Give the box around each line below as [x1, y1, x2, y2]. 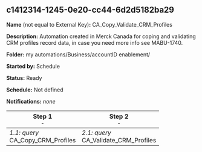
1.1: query [9, 128, 39, 137]
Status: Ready [6, 74, 42, 81]
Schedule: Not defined [6, 86, 64, 93]
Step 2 [109, 112, 129, 121]
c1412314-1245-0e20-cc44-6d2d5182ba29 [6, 5, 174, 15]
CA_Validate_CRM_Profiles [81, 136, 157, 144]
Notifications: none [6, 97, 56, 105]
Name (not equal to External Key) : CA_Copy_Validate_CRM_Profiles [6, 21, 172, 28]
